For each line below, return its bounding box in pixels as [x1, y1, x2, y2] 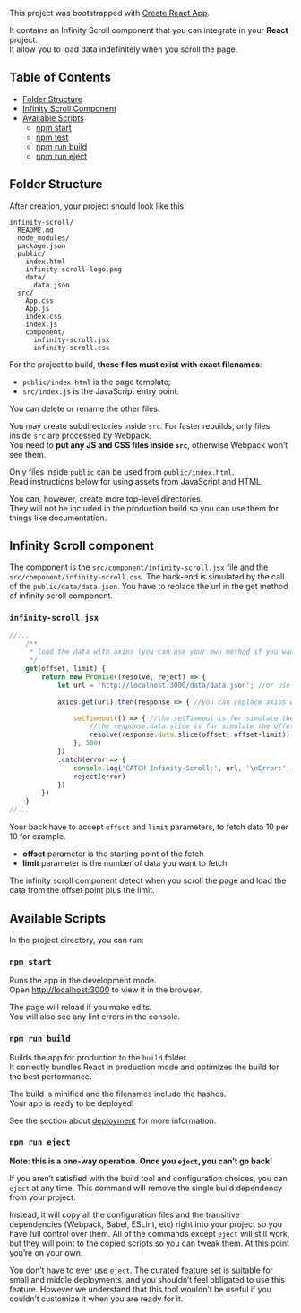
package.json [17, 241, 66, 250]
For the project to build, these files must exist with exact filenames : [9, 358, 262, 370]
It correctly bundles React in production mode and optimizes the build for [9, 1061, 279, 1072]
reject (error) [73, 772, 126, 781]
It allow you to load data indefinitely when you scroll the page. [9, 44, 238, 55]
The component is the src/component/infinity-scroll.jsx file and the [9, 562, 269, 572]
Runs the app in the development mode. [9, 975, 157, 986]
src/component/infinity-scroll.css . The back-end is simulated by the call [9, 571, 285, 582]
